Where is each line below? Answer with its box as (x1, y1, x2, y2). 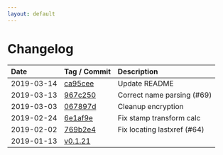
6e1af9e (63, 113, 94, 122)
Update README (117, 79, 174, 88)
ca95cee (63, 79, 94, 88)
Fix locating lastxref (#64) (117, 125, 205, 134)
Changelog (7, 40, 74, 57)
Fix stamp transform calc (117, 113, 201, 122)
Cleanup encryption (117, 101, 184, 111)
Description (117, 67, 158, 76)
